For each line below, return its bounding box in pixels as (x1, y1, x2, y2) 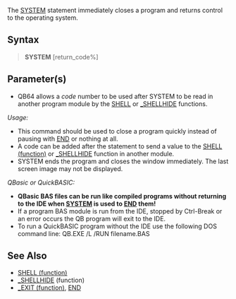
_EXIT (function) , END (17, 283, 81, 292)
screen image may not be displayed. (17, 164, 123, 172)
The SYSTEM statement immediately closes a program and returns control (7, 6, 223, 14)
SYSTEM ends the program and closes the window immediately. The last (17, 157, 229, 165)
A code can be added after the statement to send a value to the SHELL (17, 141, 223, 151)
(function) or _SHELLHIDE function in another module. (17, 149, 175, 158)
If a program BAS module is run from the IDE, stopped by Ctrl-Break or (17, 206, 223, 215)
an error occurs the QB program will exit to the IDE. (17, 214, 166, 223)
